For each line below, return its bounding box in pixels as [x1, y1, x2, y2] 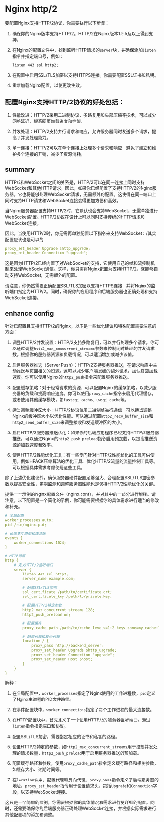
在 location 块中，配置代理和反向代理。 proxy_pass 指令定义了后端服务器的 [12, 777, 159, 783]
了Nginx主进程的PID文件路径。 [12, 697, 74, 702]
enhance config [5, 309, 54, 318]
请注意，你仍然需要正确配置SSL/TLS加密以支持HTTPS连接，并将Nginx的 [5, 283, 151, 288]
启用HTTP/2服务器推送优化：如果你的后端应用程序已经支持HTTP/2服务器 [12, 430, 159, 435]
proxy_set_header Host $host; [31, 657, 93, 662]
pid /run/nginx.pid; [5, 522, 47, 527]
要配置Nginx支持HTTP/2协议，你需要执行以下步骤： [5, 20, 110, 26]
